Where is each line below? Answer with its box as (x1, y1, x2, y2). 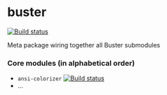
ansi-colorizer (17, 75, 62, 82)
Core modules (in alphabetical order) (7, 58, 135, 68)
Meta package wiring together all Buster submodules (7, 41, 161, 49)
